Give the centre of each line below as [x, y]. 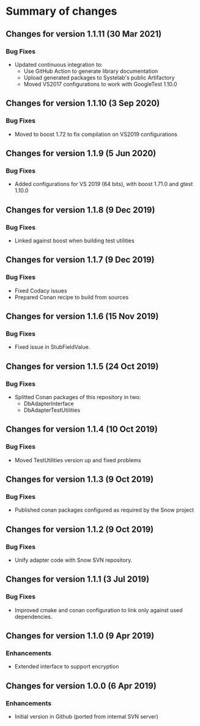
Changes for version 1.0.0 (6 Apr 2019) [81, 686]
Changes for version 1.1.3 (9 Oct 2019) [80, 480]
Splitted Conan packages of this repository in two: [78, 397]
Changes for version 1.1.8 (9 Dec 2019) [80, 210]
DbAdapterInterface [49, 403]
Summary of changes [61, 11]
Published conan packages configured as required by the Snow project [104, 510]
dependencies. [33, 616]
